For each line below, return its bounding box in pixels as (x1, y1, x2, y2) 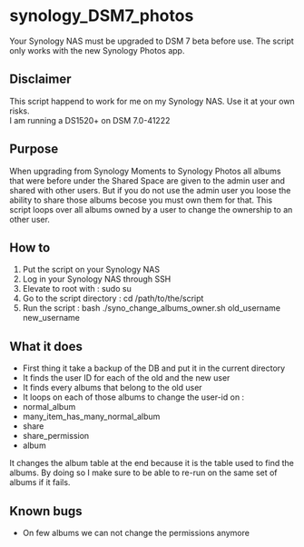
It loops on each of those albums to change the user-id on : (22, 392, 245, 403)
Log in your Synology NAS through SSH (22, 273, 172, 284)
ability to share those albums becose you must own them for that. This (9, 194, 273, 205)
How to (9, 240, 51, 255)
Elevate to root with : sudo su (22, 283, 132, 294)
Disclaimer (9, 72, 72, 87)
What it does (9, 338, 83, 354)
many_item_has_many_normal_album (22, 411, 161, 423)
